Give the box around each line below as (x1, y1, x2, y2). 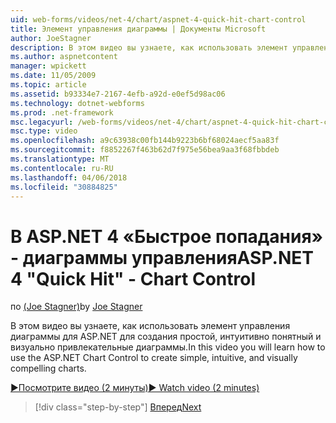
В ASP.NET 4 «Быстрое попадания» (10, 225, 324, 248)
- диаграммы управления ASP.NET (10, 246, 315, 269)
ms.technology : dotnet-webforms (10, 98, 145, 108)
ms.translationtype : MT (10, 154, 110, 164)
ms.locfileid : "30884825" (10, 182, 118, 192)
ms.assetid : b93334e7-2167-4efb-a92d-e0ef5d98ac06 (10, 89, 226, 99)
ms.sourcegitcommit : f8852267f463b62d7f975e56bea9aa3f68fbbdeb (10, 145, 280, 155)
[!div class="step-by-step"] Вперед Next (34, 401, 202, 413)
